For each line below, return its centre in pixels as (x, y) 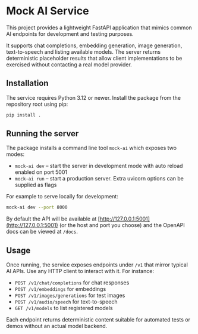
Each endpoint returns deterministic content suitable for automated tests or (98, 320)
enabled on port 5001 (41, 172)
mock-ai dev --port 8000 (37, 207)
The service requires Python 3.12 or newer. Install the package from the (94, 97)
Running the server (43, 134)
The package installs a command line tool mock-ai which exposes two (92, 148)
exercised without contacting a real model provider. (69, 65)
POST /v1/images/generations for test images (70, 295)
